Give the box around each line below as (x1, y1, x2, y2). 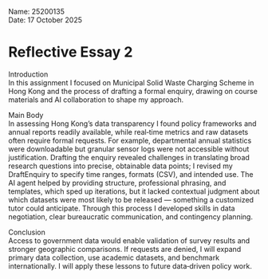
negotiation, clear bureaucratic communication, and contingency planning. (8, 211, 254, 222)
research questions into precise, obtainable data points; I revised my (8, 161, 233, 171)
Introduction (8, 69, 49, 79)
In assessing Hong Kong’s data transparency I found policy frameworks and (8, 119, 257, 128)
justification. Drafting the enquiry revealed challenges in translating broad (8, 152, 250, 162)
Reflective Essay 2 (8, 43, 133, 61)
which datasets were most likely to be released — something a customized (8, 195, 254, 204)
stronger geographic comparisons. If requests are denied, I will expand (8, 244, 242, 253)
